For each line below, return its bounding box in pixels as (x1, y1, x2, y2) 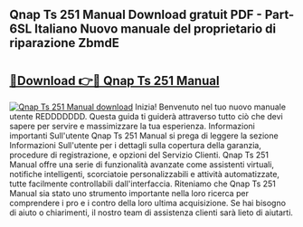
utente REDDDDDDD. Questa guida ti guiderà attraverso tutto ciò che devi (9, 111, 283, 121)
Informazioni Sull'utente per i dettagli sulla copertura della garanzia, (9, 140, 262, 150)
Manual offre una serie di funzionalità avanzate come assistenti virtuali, (9, 159, 274, 170)
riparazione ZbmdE (9, 35, 119, 51)
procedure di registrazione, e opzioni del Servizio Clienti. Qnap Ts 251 (9, 149, 270, 160)
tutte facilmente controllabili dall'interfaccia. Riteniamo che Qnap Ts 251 (9, 178, 276, 189)
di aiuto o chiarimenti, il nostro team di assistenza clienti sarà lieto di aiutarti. (9, 207, 294, 218)
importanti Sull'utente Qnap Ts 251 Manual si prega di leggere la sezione (9, 130, 279, 141)
